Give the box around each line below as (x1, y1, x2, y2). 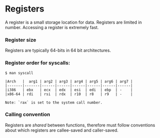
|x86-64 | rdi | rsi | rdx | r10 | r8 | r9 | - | (5, 92, 133, 97)
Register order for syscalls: (5, 59, 70, 66)
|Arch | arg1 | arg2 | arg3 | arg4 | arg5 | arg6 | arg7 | (5, 79, 133, 84)
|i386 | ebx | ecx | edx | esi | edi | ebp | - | (5, 87, 133, 92)
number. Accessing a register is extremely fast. (5, 24, 99, 30)
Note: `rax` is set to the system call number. (5, 100, 103, 105)
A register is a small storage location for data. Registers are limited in (5, 19, 142, 25)
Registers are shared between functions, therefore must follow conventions (5, 122, 156, 128)
